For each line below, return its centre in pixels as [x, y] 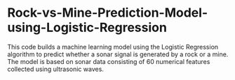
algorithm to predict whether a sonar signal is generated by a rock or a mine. [118, 54]
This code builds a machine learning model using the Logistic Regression [113, 47]
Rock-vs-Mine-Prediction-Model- [108, 13]
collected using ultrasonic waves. [55, 69]
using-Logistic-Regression [87, 27]
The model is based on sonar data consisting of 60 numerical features [109, 61]
